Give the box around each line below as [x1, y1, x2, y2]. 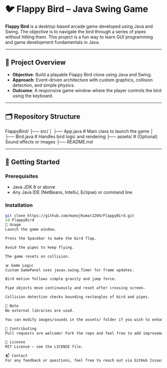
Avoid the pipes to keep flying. [5, 245, 75, 250]
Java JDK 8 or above [12, 184, 56, 190]
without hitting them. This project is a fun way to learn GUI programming [5, 34, 153, 40]
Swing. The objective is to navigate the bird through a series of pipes [5, 28, 147, 34]
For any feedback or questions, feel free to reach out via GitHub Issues [5, 358, 164, 363]
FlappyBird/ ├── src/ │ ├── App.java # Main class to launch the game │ [5, 128, 154, 134]
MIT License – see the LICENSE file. [5, 344, 83, 350]
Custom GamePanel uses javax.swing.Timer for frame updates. [5, 267, 135, 272]
